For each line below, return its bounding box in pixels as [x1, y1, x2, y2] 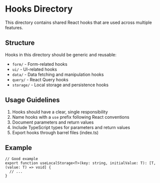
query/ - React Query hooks [12, 76, 69, 82]
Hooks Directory [5, 3, 73, 15]
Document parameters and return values [12, 119, 94, 125]
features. [5, 24, 23, 30]
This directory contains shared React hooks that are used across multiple [5, 19, 152, 25]
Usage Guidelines [5, 96, 60, 104]
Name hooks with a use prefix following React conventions [12, 114, 130, 120]
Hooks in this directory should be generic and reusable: [5, 52, 117, 57]
